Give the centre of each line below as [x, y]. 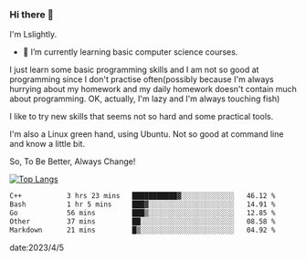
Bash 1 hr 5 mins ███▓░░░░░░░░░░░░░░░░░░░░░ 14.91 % [142, 204]
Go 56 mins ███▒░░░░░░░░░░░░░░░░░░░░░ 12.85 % [142, 214]
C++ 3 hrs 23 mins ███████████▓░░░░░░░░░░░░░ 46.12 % [142, 196]
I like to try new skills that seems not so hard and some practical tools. [142, 117]
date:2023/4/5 [37, 247]
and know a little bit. [47, 144]
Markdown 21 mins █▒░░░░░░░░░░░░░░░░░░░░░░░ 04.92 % [142, 230]
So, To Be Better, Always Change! [73, 162]
